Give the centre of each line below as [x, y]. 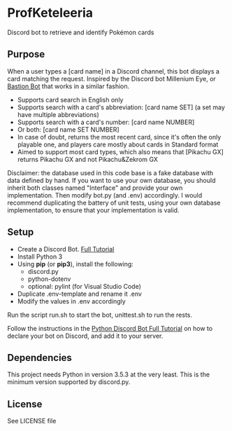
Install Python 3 [40, 256]
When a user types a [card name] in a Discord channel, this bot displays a [114, 71]
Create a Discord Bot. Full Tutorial [66, 249]
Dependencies [39, 358]
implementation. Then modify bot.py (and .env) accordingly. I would [105, 195]
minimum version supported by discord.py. [69, 382]
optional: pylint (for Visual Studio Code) [85, 286]
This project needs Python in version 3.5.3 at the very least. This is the [109, 375]
